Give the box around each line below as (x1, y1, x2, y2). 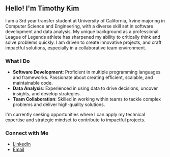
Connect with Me (5, 129, 49, 137)
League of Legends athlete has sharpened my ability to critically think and (5, 34, 160, 40)
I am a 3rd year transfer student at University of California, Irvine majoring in (5, 17, 165, 23)
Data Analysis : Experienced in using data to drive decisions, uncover (12, 85, 158, 91)
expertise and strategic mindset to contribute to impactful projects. (5, 117, 146, 123)
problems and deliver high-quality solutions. (12, 101, 105, 108)
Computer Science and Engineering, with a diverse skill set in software (5, 23, 154, 29)
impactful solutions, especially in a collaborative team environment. (5, 44, 147, 50)
